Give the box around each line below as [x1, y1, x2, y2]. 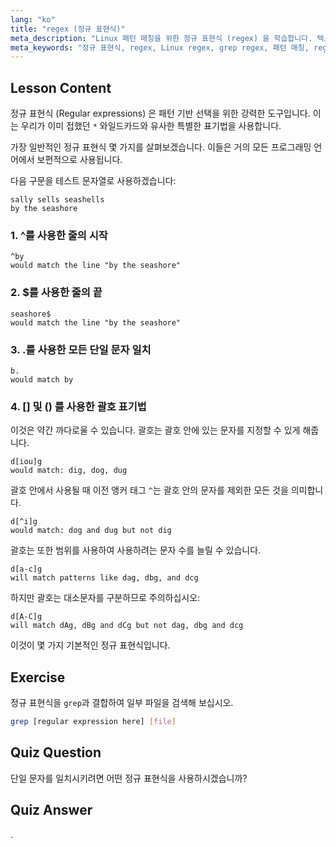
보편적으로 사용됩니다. [36, 154, 123, 166]
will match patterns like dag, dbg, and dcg [10, 573, 199, 583]
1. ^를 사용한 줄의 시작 [10, 228, 108, 242]
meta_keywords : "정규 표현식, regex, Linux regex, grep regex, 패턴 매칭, [10, 42, 310, 53]
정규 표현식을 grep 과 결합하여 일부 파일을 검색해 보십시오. [10, 697, 234, 709]
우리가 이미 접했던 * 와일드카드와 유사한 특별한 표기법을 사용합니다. [20, 120, 282, 132]
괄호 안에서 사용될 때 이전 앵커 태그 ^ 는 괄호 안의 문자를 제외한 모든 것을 [10, 484, 289, 496]
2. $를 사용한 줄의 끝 [10, 286, 103, 300]
